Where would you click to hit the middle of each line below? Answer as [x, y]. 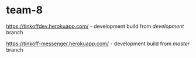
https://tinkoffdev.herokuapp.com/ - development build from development [95, 26]
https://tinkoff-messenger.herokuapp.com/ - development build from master [98, 43]
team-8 [25, 10]
